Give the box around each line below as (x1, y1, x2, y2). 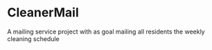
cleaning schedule (7, 34, 60, 42)
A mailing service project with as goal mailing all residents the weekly (7, 27, 206, 36)
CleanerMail (7, 5, 79, 21)
